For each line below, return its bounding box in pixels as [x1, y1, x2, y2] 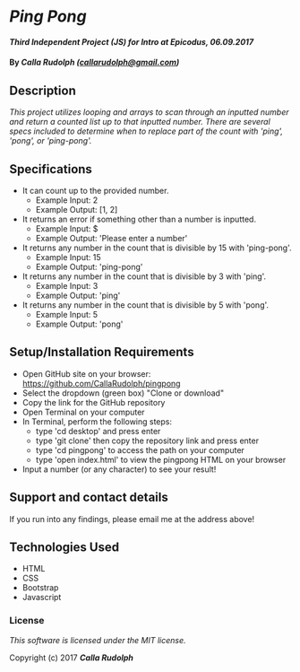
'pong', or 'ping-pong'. [9, 135, 92, 146]
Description [9, 83, 76, 98]
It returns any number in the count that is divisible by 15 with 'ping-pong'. [21, 242, 293, 253]
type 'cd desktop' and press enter [35, 425, 161, 436]
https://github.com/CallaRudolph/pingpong [21, 378, 181, 388]
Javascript [21, 592, 62, 603]
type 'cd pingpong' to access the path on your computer [35, 444, 244, 455]
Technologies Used [9, 540, 119, 555]
